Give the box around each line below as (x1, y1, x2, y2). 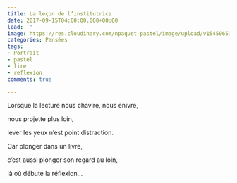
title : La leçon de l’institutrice (7, 10, 112, 18)
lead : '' (7, 23, 33, 30)
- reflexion (7, 69, 42, 76)
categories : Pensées (7, 37, 68, 44)
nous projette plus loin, (7, 115, 74, 123)
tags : (7, 43, 23, 50)
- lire (7, 63, 27, 70)
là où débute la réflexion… (7, 170, 83, 178)
